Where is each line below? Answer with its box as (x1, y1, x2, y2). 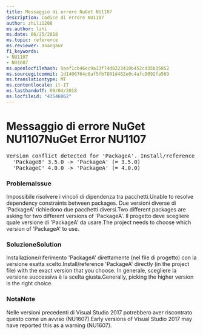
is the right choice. (6, 280, 53, 287)
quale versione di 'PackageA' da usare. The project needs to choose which (6, 219, 191, 226)
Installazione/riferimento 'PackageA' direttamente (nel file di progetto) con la (6, 254, 197, 261)
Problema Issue (6, 179, 52, 188)
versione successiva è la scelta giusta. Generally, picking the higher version (6, 273, 194, 280)
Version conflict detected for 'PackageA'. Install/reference (6, 152, 195, 159)
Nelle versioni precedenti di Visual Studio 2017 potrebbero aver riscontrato (6, 308, 193, 316)
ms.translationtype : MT (6, 76, 67, 82)
